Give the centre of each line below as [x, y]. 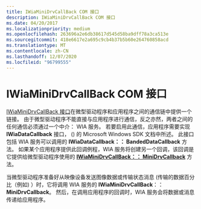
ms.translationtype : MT [36, 46]
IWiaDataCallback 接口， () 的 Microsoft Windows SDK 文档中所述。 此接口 [100, 134]
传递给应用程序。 [27, 200]
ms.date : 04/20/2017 [32, 23]
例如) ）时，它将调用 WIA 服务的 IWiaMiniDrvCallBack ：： [90, 185]
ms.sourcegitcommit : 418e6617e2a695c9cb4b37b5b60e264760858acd [88, 40]
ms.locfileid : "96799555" [39, 62]
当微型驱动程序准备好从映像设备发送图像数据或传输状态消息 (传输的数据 [95, 177]
